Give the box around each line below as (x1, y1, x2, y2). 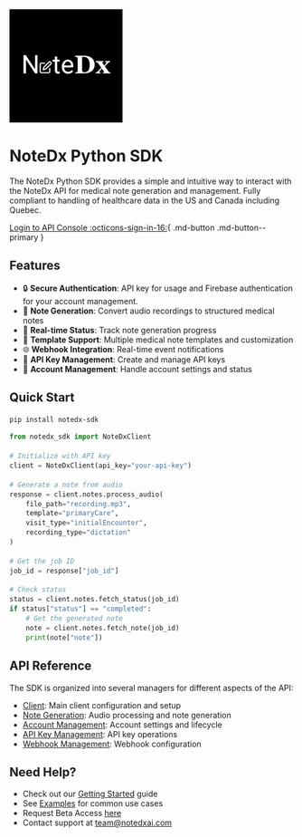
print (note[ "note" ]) (25, 633, 103, 642)
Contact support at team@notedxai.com (22, 817, 173, 828)
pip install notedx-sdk (9, 415, 99, 424)
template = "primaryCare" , (25, 509, 119, 518)
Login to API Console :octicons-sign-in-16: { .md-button (9, 222, 215, 233)
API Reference (9, 659, 92, 674)
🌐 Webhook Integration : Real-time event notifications (22, 343, 224, 354)
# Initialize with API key (9, 452, 111, 461)
